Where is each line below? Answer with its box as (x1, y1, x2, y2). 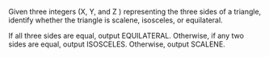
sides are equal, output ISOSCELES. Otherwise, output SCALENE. (8, 39, 226, 49)
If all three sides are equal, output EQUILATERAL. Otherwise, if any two (8, 31, 245, 40)
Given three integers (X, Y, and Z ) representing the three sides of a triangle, (8, 7, 262, 16)
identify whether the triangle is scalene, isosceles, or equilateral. (8, 15, 224, 25)
